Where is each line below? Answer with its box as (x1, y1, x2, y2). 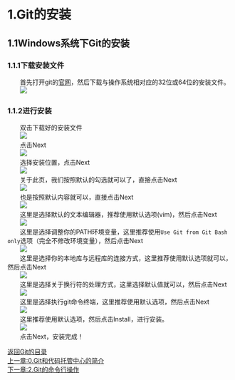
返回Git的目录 (7, 347, 48, 356)
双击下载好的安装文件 (20, 123, 83, 132)
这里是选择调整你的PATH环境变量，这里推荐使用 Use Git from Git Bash (20, 227, 228, 236)
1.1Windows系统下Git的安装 (7, 37, 130, 49)
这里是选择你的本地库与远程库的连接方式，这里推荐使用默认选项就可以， (20, 254, 232, 262)
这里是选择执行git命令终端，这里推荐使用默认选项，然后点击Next (20, 297, 210, 307)
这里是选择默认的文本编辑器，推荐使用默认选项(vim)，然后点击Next (20, 210, 217, 219)
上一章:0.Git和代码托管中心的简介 (7, 356, 105, 365)
